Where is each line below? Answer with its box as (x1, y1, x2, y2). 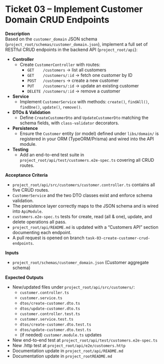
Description (5, 30, 30, 36)
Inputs (5, 250, 19, 256)
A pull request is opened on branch (12, 235, 84, 241)
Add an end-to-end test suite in (19, 151, 84, 158)
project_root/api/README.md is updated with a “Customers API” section (12, 224, 159, 230)
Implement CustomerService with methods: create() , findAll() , (19, 98, 150, 104)
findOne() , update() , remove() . (19, 104, 82, 110)
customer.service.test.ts (19, 317, 74, 322)
